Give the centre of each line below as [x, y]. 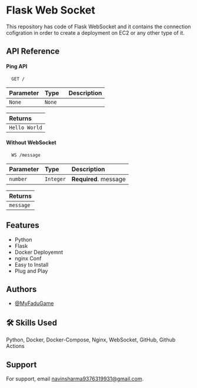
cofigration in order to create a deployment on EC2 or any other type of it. [96, 32]
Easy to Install [31, 264]
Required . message [99, 179]
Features [23, 225]
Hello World [26, 127]
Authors [21, 289]
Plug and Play [31, 271]
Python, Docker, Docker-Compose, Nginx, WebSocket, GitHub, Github [91, 340]
